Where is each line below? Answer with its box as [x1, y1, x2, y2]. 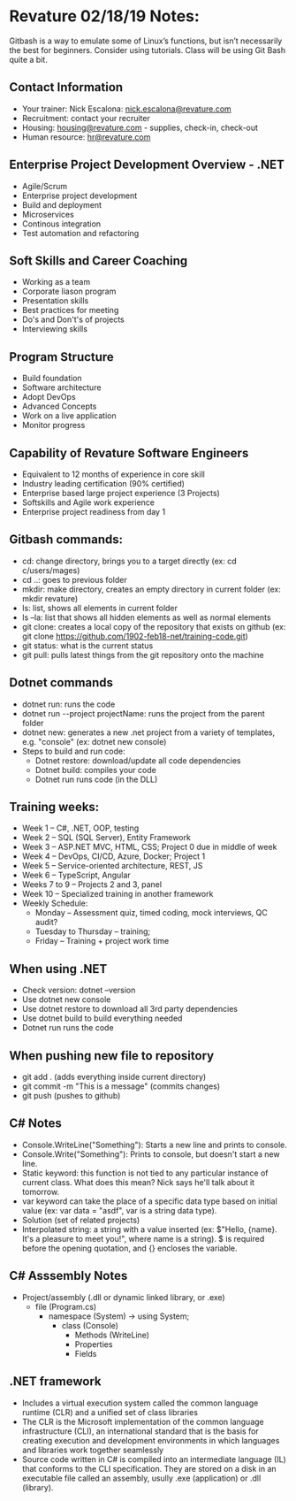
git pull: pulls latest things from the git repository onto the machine [21, 649, 265, 660]
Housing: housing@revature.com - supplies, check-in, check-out [21, 122, 259, 133]
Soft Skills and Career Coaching [9, 253, 188, 268]
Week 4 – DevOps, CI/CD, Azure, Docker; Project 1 [21, 851, 206, 862]
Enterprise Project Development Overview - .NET [9, 157, 285, 172]
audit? [34, 917, 58, 928]
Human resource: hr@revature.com [21, 131, 151, 142]
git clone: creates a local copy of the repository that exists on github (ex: [21, 621, 286, 632]
